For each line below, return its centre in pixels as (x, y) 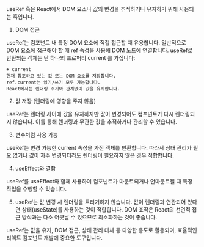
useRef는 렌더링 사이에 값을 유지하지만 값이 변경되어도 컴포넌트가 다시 (90, 114)
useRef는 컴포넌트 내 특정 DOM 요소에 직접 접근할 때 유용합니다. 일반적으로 (96, 42)
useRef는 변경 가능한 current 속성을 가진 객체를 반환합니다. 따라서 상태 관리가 (99, 148)
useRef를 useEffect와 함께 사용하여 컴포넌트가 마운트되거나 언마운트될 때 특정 (100, 181)
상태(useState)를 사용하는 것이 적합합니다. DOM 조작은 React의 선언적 (106, 209)
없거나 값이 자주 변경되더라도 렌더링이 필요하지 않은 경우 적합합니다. (93, 155)
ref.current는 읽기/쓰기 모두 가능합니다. (53, 83)
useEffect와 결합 (35, 168)
